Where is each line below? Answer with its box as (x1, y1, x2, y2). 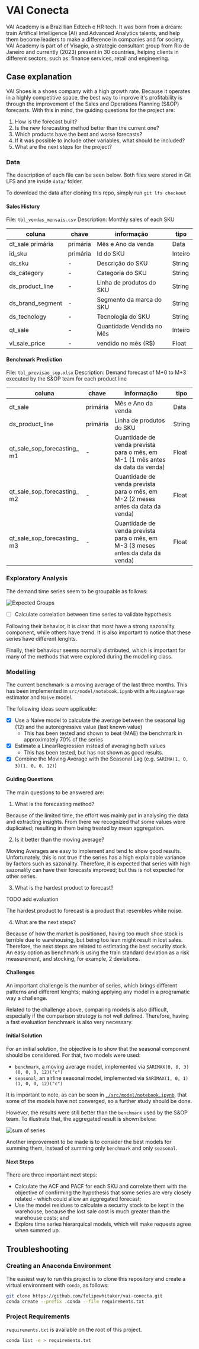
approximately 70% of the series (23, 736, 104, 743)
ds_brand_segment (9, 299, 63, 308)
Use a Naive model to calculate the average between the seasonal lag (14, 717, 185, 724)
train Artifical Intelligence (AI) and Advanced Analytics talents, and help (6, 29, 181, 36)
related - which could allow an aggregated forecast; (14, 1195, 142, 1203)
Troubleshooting (6, 1244, 69, 1254)
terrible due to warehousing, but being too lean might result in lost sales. (6, 936, 183, 943)
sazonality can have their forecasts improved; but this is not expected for (6, 866, 185, 873)
